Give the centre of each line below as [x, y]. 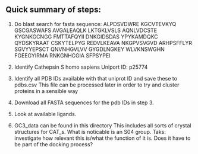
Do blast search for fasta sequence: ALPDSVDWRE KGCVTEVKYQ [95, 24]
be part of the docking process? [54, 144]
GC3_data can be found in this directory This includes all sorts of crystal [103, 125]
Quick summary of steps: [54, 10]
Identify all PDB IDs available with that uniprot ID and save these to [96, 78]
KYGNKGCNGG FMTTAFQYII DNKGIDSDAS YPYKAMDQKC [86, 36]
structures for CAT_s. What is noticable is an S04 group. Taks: [90, 131]
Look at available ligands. [45, 114]
